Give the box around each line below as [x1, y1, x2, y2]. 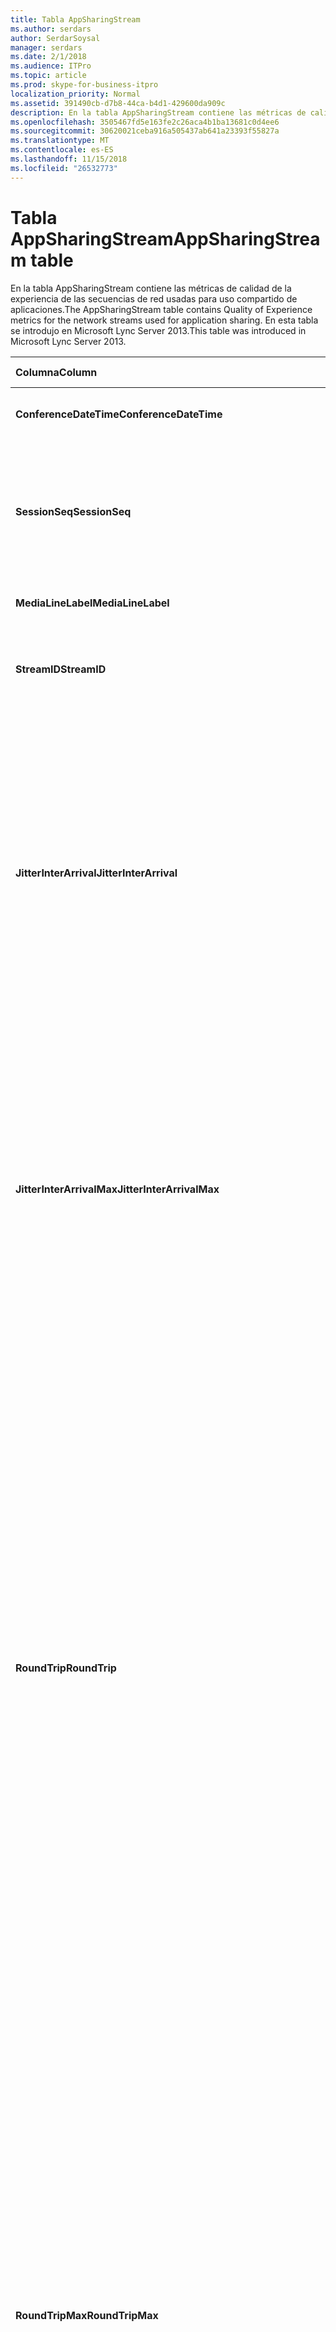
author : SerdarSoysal [10, 33, 101, 43]
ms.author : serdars [10, 24, 92, 34]
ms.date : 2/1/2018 [10, 52, 87, 62]
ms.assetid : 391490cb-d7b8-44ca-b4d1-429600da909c [10, 98, 226, 108]
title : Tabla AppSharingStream [10, 14, 141, 25]
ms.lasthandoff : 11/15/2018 [10, 154, 128, 164]
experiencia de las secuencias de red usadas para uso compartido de [10, 292, 298, 305]
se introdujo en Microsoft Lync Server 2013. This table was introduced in [10, 324, 307, 336]
